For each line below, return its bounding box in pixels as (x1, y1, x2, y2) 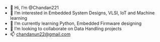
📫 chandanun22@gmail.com (10, 31, 71, 37)
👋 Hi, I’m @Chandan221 (10, 5, 59, 10)
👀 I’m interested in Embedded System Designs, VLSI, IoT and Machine (10, 10, 155, 16)
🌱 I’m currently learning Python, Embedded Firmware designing (10, 20, 142, 26)
